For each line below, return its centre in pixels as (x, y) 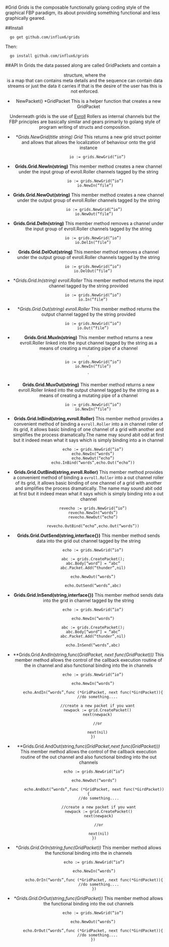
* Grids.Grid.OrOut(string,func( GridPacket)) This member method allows (88, 898)
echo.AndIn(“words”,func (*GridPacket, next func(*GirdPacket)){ (93, 693)
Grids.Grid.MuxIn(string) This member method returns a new (89, 337)
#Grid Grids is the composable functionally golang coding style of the (77, 7)
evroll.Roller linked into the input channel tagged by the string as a (89, 343)
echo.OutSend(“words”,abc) (93, 586)
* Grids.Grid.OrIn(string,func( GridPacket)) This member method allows (89, 848)
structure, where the (85, 75)
